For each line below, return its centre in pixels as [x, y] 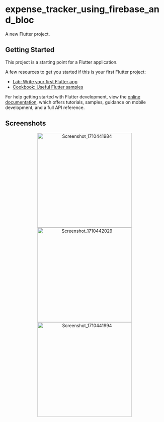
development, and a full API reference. [45, 108]
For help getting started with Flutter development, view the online [73, 96]
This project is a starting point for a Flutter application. [61, 62]
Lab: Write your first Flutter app [45, 81]
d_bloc [20, 20]
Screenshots [26, 123]
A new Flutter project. [28, 34]
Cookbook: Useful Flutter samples [48, 87]
